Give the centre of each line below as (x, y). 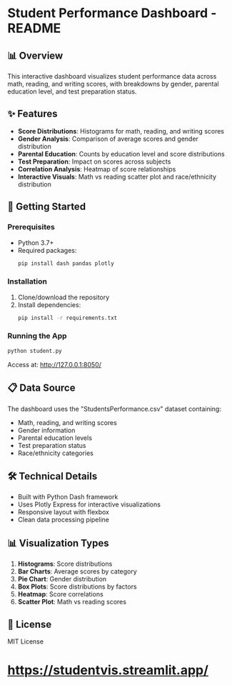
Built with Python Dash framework (68, 497)
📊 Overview (35, 55)
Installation (27, 281)
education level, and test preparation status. (72, 91)
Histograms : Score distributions (65, 564)
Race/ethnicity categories (56, 453)
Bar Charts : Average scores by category (77, 571)
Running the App (37, 336)
